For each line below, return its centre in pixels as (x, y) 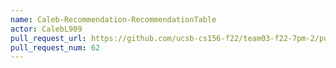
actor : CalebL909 (46, 29)
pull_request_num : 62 (55, 47)
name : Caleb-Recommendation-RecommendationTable (113, 19)
